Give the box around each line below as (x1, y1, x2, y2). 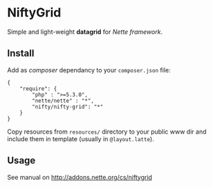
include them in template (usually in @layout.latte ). (7, 134, 154, 143)
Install (7, 48, 35, 59)
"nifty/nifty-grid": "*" (32, 103, 104, 110)
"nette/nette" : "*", (32, 97, 95, 104)
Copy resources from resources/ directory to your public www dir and (7, 127, 207, 136)
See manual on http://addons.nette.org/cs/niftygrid (7, 173, 152, 181)
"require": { (19, 85, 57, 92)
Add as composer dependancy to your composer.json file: (7, 65, 171, 74)
